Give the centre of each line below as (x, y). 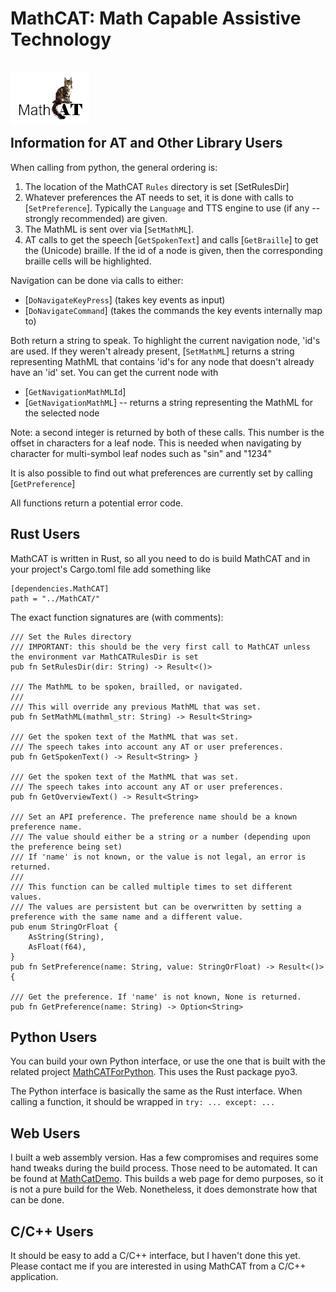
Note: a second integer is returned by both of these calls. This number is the (167, 432)
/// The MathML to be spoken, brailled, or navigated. (127, 687)
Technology (61, 39)
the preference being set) (66, 847)
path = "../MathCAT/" (55, 598)
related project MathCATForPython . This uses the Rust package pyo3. (154, 1072)
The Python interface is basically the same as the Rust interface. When (156, 1091)
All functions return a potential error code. (97, 503)
